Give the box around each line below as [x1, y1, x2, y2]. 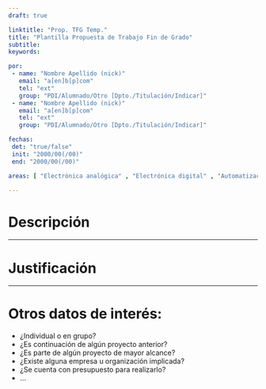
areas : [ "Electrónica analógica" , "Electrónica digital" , [8, 172, 215, 180]
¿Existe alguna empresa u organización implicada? [19, 357, 184, 366]
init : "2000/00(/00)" [11, 150, 83, 158]
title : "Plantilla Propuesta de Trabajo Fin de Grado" [8, 33, 193, 41]
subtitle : [8, 40, 41, 48]
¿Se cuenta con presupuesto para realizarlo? [19, 365, 166, 375]
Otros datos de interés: [8, 305, 162, 323]
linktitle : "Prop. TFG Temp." [8, 25, 108, 34]
